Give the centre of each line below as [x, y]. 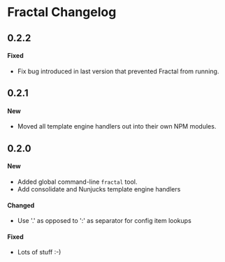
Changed [21, 205]
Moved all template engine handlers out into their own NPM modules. [117, 126]
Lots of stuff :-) [39, 252]
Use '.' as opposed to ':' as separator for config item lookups [104, 221]
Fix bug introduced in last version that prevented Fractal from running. [118, 71]
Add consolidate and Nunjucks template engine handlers [99, 189]
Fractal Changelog [62, 12]
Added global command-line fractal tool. [77, 182]
